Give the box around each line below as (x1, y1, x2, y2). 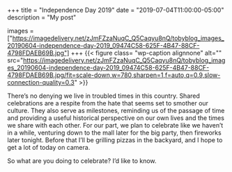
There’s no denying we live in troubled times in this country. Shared (7, 92, 201, 100)
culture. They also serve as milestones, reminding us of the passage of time (7, 107, 225, 114)
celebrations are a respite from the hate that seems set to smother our (7, 99, 209, 107)
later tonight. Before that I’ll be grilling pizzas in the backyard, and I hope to (7, 136, 223, 144)
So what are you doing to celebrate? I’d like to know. (7, 157, 157, 165)
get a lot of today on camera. (7, 144, 91, 151)
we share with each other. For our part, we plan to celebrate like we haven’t (7, 121, 224, 129)
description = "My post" (7, 13, 77, 21)
